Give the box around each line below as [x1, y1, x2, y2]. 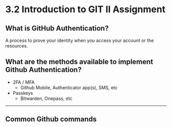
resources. [5, 43, 28, 49]
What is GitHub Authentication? [5, 24, 109, 33]
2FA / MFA [12, 79, 35, 85]
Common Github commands [5, 115, 97, 123]
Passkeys [12, 90, 33, 96]
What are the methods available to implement [5, 58, 154, 66]
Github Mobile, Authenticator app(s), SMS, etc [20, 84, 118, 90]
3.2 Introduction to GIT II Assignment [5, 4, 166, 15]
